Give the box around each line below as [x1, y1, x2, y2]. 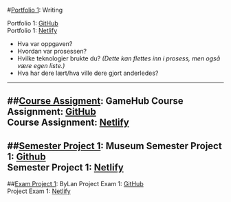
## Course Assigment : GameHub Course [7, 96, 184, 107]
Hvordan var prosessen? [16, 47, 87, 55]
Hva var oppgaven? [16, 40, 73, 47]
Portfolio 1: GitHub [7, 19, 58, 27]
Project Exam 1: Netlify [7, 187, 71, 195]
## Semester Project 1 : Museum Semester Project [7, 140, 222, 152]
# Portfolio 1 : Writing [7, 6, 63, 14]
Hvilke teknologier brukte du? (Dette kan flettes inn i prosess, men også [16, 54, 221, 63]
